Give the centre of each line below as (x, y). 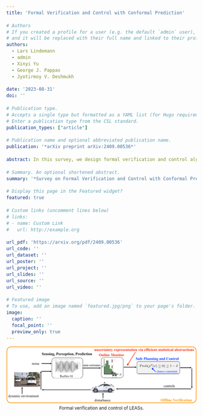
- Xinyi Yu (25, 63)
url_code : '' (23, 249)
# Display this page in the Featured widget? (64, 191)
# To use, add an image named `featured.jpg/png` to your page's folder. (101, 306)
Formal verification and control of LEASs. (101, 408)
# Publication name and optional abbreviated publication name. (89, 140)
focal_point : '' (32, 325)
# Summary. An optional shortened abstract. (63, 172)
